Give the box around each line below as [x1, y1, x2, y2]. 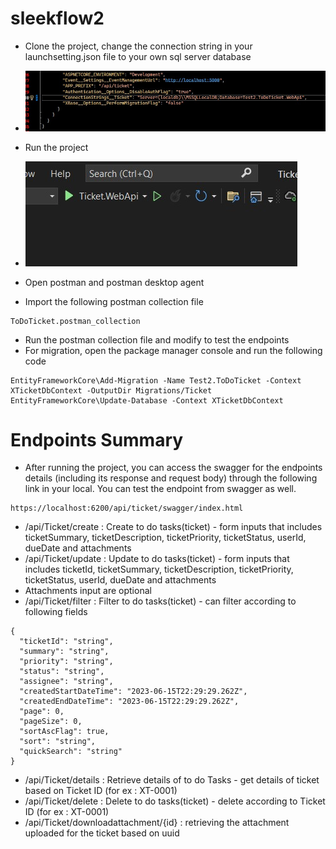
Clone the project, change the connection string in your [24, 40, 253, 52]
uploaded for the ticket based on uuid [24, 827, 180, 839]
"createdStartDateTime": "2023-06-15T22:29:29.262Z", [19, 687, 248, 697]
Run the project [24, 141, 89, 153]
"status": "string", [19, 667, 105, 677]
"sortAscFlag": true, [19, 727, 110, 737]
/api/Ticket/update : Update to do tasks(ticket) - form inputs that [24, 553, 290, 565]
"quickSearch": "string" [19, 747, 123, 757]
